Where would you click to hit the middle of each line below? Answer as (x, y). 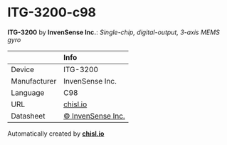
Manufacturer (34, 81)
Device (22, 69)
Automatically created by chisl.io (56, 134)
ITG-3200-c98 (52, 12)
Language (28, 92)
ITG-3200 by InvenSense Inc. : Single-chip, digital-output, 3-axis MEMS (114, 32)
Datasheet (28, 116)
